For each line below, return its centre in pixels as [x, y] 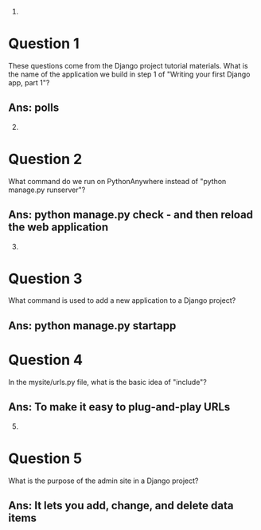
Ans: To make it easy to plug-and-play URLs [119, 407]
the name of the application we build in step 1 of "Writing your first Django [129, 74]
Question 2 [45, 159]
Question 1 [44, 44]
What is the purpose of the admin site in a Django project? [103, 481]
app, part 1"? [29, 82]
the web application [58, 228]
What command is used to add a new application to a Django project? [122, 300]
